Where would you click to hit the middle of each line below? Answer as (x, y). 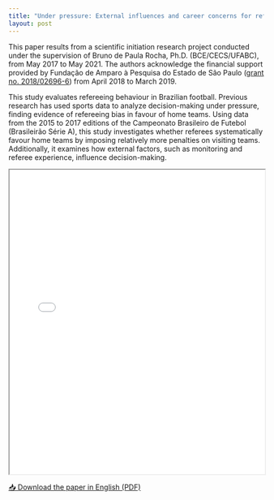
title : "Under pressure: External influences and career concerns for (130, 16)
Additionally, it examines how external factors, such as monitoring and (126, 149)
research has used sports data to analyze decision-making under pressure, (134, 106)
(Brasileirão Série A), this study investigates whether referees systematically (136, 131)
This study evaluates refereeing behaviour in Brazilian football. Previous (128, 97)
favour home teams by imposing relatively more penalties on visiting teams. (135, 140)
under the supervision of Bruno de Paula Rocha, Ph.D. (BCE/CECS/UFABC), (134, 55)
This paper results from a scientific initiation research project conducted (129, 46)
